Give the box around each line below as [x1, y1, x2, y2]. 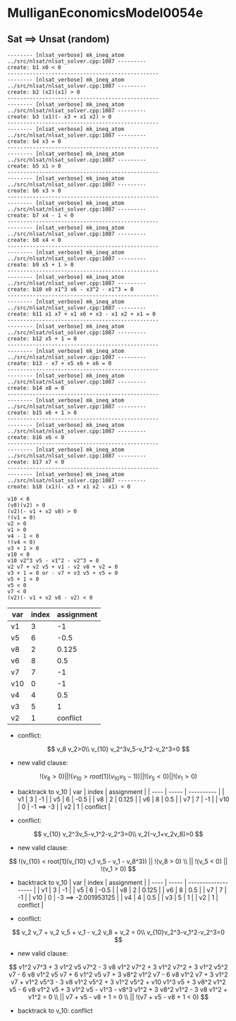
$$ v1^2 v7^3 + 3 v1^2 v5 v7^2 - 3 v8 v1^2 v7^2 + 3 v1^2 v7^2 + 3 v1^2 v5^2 [8, 963, 228, 971]
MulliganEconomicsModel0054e [7, 5, 204, 21]
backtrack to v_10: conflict [17, 1006, 93, 1015]
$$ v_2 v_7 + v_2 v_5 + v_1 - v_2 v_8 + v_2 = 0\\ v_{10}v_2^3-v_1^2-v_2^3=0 [11, 928, 225, 936]
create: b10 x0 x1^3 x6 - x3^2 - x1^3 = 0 [7, 286, 134, 293]
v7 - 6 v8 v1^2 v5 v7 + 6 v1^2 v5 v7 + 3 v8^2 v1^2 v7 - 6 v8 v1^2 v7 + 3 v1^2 [8, 970, 228, 979]
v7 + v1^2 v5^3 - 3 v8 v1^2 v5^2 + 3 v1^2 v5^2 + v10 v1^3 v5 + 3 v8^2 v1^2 [10, 977, 227, 986]
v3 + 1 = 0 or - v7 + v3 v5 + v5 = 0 [7, 569, 118, 576]
